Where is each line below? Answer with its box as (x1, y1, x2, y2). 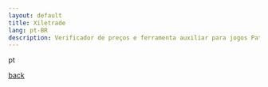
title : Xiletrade (8, 19, 66, 27)
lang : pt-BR (8, 26, 48, 34)
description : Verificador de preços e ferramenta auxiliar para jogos (8, 33, 248, 42)
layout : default (8, 11, 62, 20)
